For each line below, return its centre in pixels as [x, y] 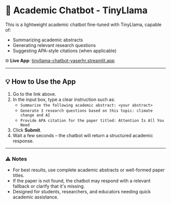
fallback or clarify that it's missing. [49, 186]
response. [23, 141]
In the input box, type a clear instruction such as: [64, 99]
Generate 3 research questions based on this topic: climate [86, 111]
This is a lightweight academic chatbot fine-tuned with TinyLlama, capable [83, 24]
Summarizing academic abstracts [48, 40]
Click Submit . [27, 130]
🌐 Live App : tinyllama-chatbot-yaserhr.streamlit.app [60, 60]
